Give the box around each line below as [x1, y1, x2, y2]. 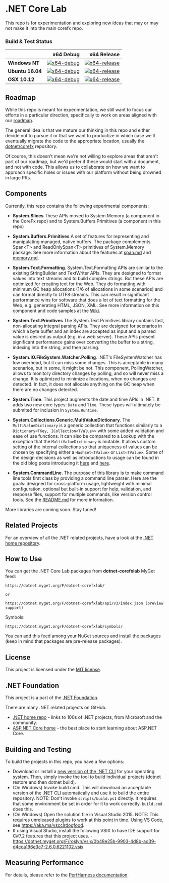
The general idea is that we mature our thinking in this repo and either [5, 127, 150, 133]
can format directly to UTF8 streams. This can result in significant [12, 291, 149, 297]
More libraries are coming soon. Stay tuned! [5, 506, 97, 512]
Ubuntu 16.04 [8, 68, 42, 75]
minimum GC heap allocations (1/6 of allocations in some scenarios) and [12, 286, 163, 292]
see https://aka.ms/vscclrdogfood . [12, 822, 85, 828]
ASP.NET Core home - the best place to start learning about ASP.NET [12, 725, 157, 731]
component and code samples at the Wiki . [12, 308, 100, 314]
